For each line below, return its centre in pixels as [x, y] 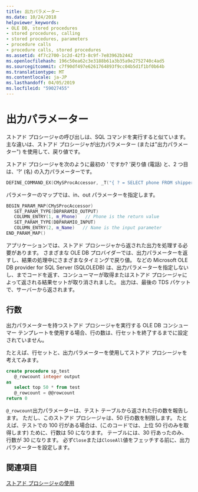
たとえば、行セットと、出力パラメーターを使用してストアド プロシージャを [97, 352]
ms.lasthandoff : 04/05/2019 [41, 83]
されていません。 [27, 340]
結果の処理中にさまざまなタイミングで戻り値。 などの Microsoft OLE [105, 260]
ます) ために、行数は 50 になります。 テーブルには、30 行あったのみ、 [102, 432]
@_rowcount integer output [47, 376]
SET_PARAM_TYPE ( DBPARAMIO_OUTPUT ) [56, 211]
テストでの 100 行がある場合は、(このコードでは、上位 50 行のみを [103, 425]
